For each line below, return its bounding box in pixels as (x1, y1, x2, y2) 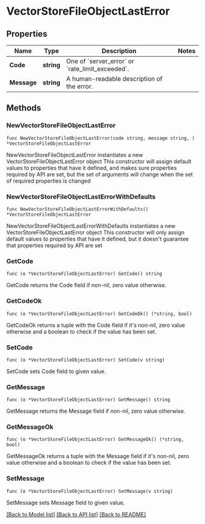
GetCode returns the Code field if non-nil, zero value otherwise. (6, 282, 167, 289)
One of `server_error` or (66, 57, 134, 65)
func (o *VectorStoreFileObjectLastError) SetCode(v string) (6, 357, 165, 363)
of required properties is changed (6, 177, 91, 184)
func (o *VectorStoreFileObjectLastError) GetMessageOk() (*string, (6, 437, 184, 443)
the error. (66, 82, 93, 90)
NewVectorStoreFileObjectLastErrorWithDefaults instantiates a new (6, 222, 176, 230)
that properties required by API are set (6, 241, 103, 249)
